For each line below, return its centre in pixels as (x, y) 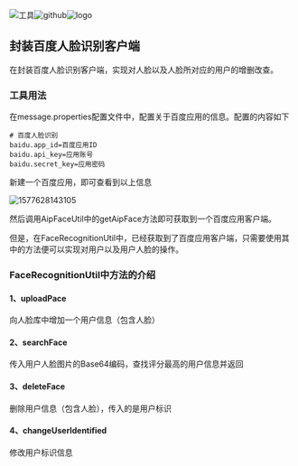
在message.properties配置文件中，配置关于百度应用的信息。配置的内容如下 (149, 116)
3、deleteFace (37, 387)
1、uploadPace (38, 298)
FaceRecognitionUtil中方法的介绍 (83, 275)
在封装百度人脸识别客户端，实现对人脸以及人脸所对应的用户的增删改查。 (144, 70)
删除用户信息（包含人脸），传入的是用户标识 (90, 408)
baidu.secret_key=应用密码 (57, 164)
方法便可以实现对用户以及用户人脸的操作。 (104, 249)
